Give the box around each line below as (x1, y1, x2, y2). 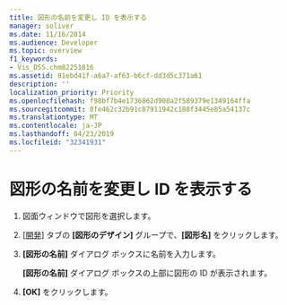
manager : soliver (9, 21, 74, 30)
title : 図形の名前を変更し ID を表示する (9, 13, 148, 22)
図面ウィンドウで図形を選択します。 (22, 210, 156, 221)
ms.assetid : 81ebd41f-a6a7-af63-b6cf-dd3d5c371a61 (9, 72, 203, 80)
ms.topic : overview (9, 47, 83, 55)
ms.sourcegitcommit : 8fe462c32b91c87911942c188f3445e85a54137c (9, 105, 251, 114)
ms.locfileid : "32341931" (9, 138, 106, 147)
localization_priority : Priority (9, 88, 135, 97)
